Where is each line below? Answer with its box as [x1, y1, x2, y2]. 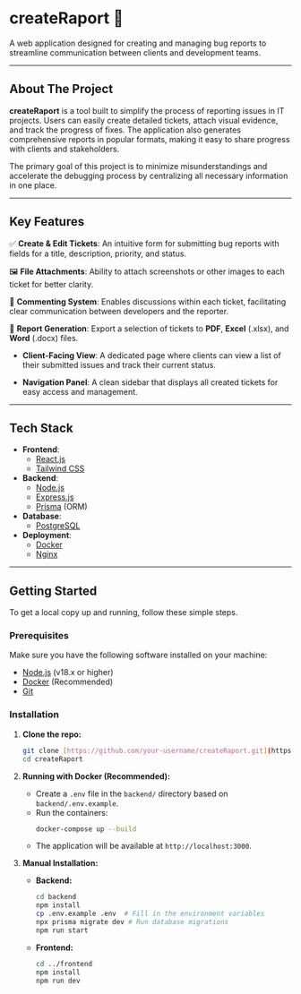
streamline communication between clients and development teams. [9, 47, 262, 57]
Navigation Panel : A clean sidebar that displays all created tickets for [21, 376, 279, 388]
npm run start [35, 926, 89, 935]
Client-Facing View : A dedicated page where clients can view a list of [21, 349, 282, 361]
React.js [35, 454, 65, 465]
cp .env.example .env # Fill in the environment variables [35, 909, 265, 919]
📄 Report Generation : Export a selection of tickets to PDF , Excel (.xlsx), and [9, 322, 289, 334]
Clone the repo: [21, 729, 82, 740]
